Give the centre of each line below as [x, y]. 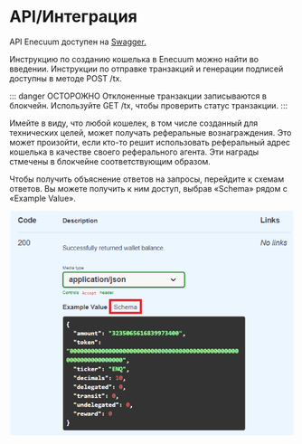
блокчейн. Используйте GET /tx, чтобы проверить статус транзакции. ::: [148, 105]
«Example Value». [43, 198]
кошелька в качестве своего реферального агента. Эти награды [134, 152]
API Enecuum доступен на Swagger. [78, 42]
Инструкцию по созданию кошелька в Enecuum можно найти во [134, 59]
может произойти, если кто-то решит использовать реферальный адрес [150, 142]
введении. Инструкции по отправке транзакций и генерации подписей [146, 69]
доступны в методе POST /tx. [66, 78]
